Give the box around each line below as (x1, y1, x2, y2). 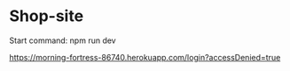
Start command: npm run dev (9, 35, 117, 46)
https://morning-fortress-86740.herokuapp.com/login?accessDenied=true (9, 52, 281, 62)
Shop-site (9, 6, 84, 26)
